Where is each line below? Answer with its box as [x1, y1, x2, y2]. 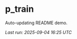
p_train [5, 3, 34, 15]
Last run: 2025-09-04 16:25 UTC [5, 29, 72, 35]
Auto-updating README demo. [5, 20, 68, 26]
